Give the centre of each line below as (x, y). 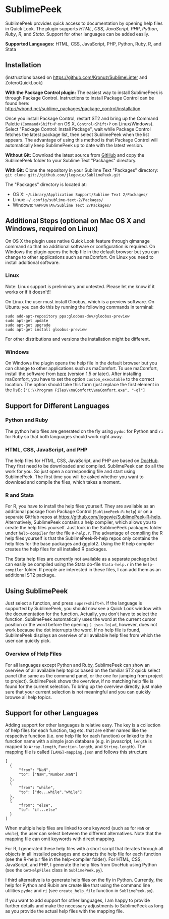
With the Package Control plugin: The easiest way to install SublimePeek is (84, 93)
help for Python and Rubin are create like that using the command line (78, 885)
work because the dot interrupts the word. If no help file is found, (73, 630)
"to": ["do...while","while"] (50, 792)
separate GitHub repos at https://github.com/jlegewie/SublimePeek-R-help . (83, 517)
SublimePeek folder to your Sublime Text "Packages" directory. (71, 160)
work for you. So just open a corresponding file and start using (70, 472)
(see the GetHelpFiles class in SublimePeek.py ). (54, 870)
